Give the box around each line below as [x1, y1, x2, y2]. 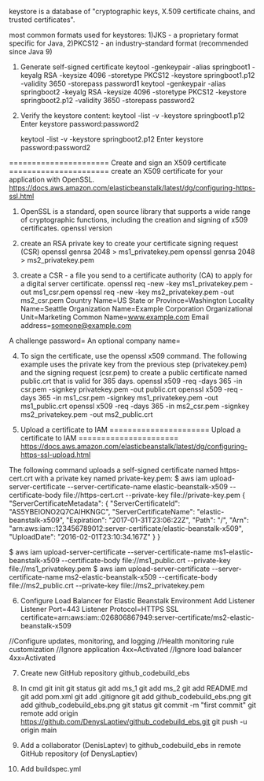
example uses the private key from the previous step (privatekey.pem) [20, 359, 247, 369]
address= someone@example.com [20, 321, 132, 330]
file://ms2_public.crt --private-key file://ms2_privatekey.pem [9, 581, 205, 590]
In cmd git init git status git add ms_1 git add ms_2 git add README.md [20, 683, 248, 693]
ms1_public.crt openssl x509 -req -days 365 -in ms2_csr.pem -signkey [20, 401, 250, 411]
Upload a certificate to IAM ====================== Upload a [20, 425, 241, 434]
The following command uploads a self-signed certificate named [9, 466, 218, 474]
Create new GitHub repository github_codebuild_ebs [20, 669, 190, 677]
